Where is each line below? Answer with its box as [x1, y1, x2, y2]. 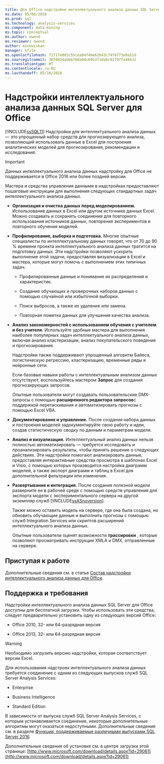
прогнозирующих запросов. [12, 382, 71, 388]
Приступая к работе [5, 557, 70, 565]
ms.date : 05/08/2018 [5, 12, 47, 17]
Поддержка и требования [5, 589, 88, 598]
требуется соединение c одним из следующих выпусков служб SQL [5, 670, 148, 676]
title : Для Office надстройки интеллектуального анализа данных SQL [5, 7, 147, 12]
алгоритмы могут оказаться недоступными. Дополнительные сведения [5, 723, 156, 729]
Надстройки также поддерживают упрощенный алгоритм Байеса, [12, 352, 151, 358]
